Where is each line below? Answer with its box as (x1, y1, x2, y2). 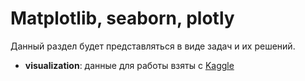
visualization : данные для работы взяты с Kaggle (24, 59, 235, 71)
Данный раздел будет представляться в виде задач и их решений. (10, 40, 296, 52)
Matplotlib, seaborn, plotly (10, 7, 235, 30)
